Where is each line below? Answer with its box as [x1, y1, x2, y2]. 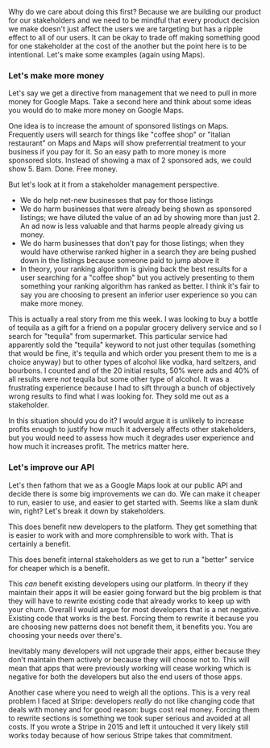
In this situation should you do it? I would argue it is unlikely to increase [8, 416, 244, 425]
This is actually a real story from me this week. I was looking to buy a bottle [8, 315, 259, 324]
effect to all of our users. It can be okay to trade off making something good [8, 32, 260, 42]
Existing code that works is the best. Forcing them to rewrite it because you [8, 613, 260, 623]
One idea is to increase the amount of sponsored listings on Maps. [8, 121, 229, 131]
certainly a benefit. [8, 539, 71, 548]
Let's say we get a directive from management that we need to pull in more [8, 88, 257, 98]
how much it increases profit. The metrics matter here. [8, 442, 189, 451]
